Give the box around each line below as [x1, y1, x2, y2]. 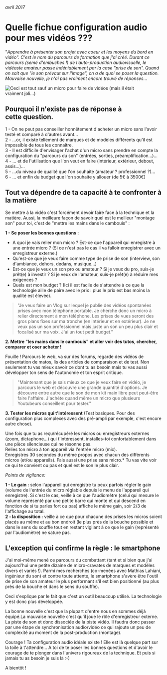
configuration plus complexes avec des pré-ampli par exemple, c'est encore [5, 415, 162, 421]
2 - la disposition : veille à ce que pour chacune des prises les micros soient [5, 513, 162, 519]
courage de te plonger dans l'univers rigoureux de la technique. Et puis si [5, 650, 156, 656]
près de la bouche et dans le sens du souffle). [5, 583, 100, 589]
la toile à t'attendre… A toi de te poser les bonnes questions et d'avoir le [5, 644, 153, 650]
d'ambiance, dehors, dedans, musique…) [12, 260, 97, 266]
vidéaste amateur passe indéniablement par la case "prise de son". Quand [5, 64, 160, 70]
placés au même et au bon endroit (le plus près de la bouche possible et [5, 518, 154, 524]
